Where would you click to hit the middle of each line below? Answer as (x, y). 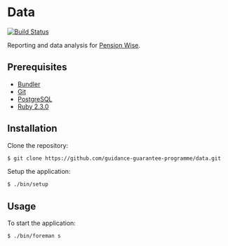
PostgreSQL (35, 99)
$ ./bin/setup (28, 184)
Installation (32, 129)
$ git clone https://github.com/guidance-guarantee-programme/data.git (114, 158)
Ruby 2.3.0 (33, 107)
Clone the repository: (38, 145)
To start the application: (41, 223)
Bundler (29, 84)
